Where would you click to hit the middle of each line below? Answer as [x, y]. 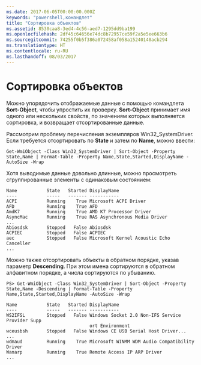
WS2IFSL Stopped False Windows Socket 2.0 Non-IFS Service [94, 315]
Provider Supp [24, 320]
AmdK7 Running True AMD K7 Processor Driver [79, 211]
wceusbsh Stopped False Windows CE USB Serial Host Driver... [96, 331]
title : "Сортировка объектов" [44, 23]
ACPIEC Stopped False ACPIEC [56, 232]
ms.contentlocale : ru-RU [37, 51]
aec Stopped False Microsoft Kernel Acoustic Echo [88, 238]
